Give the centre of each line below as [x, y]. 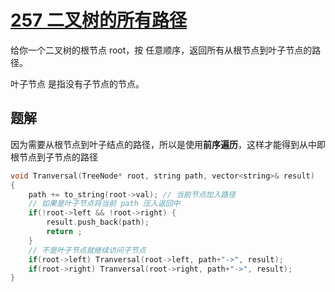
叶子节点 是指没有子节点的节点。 [77, 83]
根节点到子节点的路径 [54, 157]
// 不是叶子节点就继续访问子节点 [87, 250]
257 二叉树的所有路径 [98, 20]
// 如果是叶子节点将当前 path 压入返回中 [104, 204]
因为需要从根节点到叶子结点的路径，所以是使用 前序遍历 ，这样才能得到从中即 [168, 144]
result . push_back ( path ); [98, 222]
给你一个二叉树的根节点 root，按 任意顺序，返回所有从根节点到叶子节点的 [161, 50]
